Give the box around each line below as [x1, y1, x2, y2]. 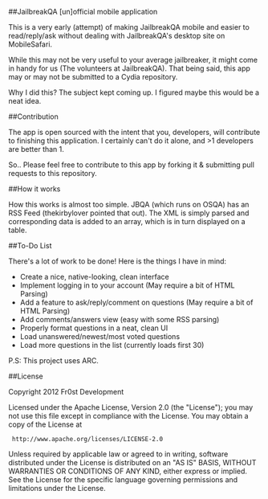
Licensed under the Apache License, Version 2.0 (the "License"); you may [8, 403, 254, 412]
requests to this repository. [8, 169, 98, 178]
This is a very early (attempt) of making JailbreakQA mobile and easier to [8, 22, 250, 31]
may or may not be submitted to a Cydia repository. [8, 72, 178, 81]
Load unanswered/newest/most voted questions [19, 332, 181, 341]
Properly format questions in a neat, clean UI [19, 323, 169, 333]
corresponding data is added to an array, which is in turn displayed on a [8, 217, 246, 226]
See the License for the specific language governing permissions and [8, 475, 238, 485]
